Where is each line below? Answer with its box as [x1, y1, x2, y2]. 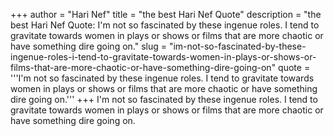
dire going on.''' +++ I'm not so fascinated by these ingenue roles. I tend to [10, 94, 318, 105]
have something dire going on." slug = [10, 40, 168, 52]
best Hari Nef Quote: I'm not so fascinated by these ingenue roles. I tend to [10, 19, 320, 31]
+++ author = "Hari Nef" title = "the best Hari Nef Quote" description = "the [10, 9, 322, 20]
